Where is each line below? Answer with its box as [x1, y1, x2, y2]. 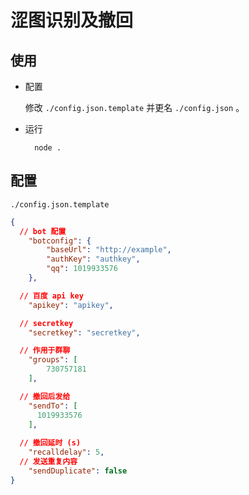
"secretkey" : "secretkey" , [28, 327, 141, 338]
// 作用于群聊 [19, 346, 71, 356]
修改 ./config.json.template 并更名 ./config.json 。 [24, 102, 245, 113]
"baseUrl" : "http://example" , [46, 245, 172, 255]
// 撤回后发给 [19, 391, 71, 401]
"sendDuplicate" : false [28, 466, 128, 476]
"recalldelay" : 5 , [28, 447, 105, 458]
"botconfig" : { [28, 236, 92, 246]
